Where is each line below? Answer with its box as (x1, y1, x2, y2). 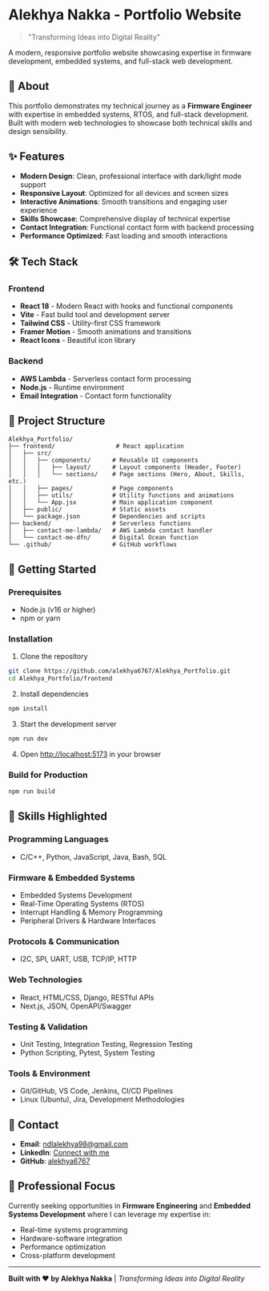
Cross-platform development (19, 1250, 116, 1260)
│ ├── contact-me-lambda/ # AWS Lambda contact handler (8, 527, 214, 535)
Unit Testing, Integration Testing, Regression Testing (19, 1039, 193, 1049)
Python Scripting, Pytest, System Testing (19, 1048, 155, 1057)
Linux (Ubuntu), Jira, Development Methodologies (19, 1094, 185, 1105)
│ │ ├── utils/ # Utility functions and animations (8, 491, 235, 499)
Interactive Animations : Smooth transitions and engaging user (19, 197, 228, 206)
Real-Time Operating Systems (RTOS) (19, 899, 145, 908)
